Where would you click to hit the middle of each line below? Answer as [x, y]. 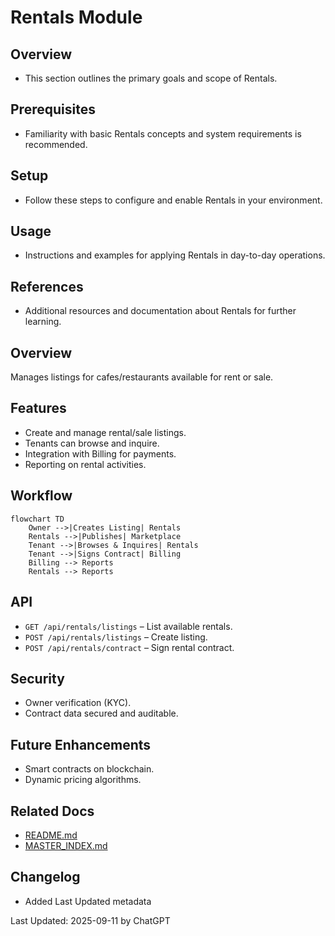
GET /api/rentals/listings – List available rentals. [128, 626]
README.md [51, 835]
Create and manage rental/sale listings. [105, 432]
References [47, 286]
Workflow [41, 496]
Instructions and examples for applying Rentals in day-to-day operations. [175, 255]
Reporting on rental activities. [85, 464]
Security [37, 678]
